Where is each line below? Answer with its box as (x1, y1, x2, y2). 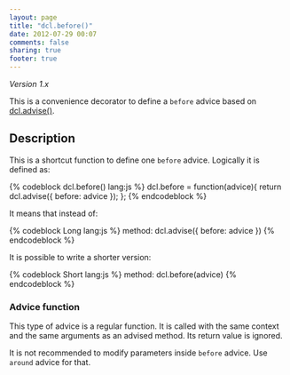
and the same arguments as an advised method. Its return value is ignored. (9, 331, 283, 341)
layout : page (9, 12, 58, 22)
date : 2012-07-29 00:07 (9, 29, 98, 38)
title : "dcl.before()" (9, 21, 93, 30)
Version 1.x (9, 79, 50, 89)
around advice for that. (9, 357, 91, 368)
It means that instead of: (9, 208, 98, 219)
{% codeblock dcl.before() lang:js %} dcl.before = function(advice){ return (9, 181, 282, 192)
